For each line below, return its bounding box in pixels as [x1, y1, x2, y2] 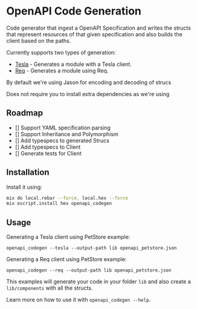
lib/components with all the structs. [6, 284, 93, 291]
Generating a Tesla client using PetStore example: [6, 233, 131, 241]
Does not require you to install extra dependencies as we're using [6, 90, 170, 97]
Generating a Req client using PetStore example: [6, 256, 127, 263]
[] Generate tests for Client [15, 149, 82, 157]
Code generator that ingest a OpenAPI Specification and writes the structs [6, 24, 192, 31]
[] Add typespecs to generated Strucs [15, 137, 110, 144]
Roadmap [6, 108, 44, 119]
